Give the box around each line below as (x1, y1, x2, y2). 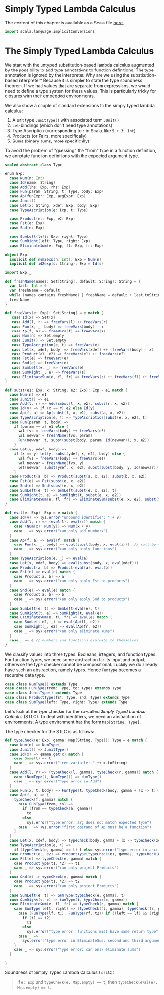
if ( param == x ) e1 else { (14, 424, 69, 429)
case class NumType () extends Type (5, 682, 78, 687)
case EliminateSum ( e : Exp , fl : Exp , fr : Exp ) (9, 243, 104, 248)
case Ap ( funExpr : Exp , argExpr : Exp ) (9, 194, 86, 199)
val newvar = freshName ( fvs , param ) (18, 433, 93, 438)
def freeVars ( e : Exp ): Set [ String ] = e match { (5, 310, 104, 315)
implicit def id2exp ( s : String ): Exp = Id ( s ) (9, 261, 104, 266)
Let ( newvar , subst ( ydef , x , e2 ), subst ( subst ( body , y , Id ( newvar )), (18, 465, 161, 470)
